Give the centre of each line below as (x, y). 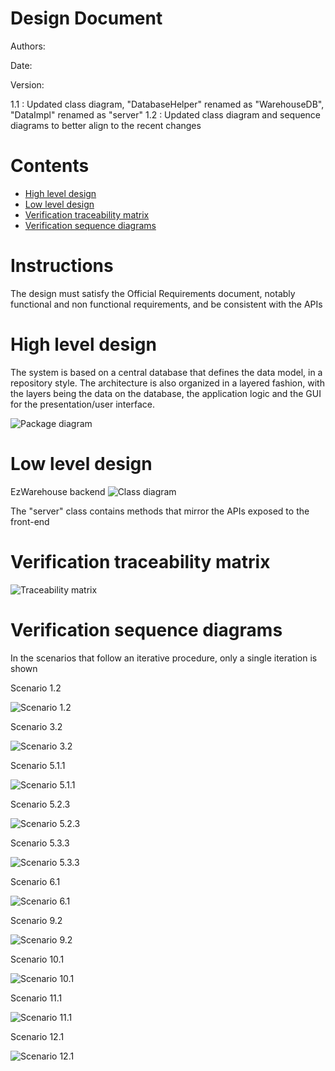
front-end (30, 521)
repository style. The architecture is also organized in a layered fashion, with (167, 383)
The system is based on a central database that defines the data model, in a (166, 372)
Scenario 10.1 (37, 959)
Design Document (86, 18)
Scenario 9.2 (36, 920)
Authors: (28, 46)
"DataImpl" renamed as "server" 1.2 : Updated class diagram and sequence (166, 114)
